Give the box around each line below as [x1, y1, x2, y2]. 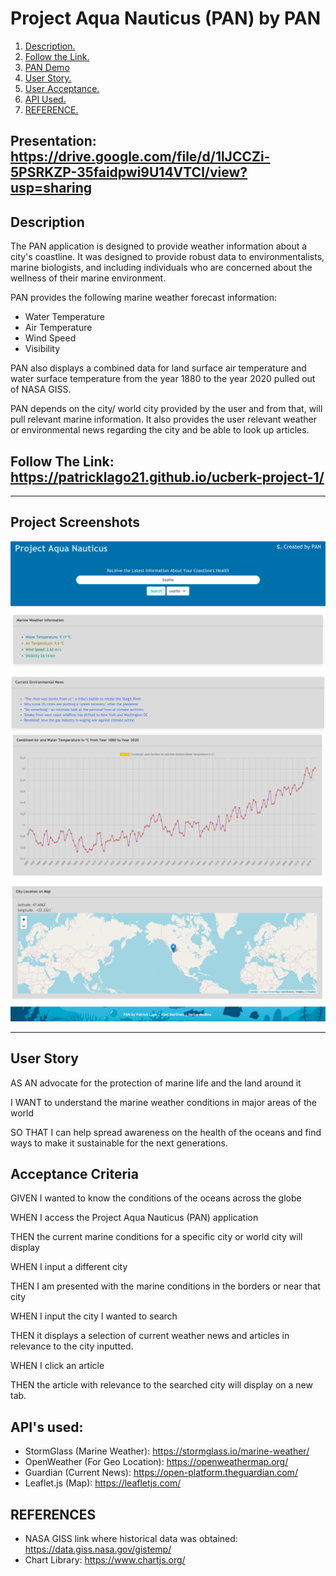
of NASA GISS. [10, 383, 72, 396]
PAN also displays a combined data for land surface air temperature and [10, 362, 307, 374]
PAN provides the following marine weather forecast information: [10, 292, 278, 304]
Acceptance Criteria [10, 1165, 139, 1182]
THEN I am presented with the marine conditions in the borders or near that [10, 1280, 321, 1292]
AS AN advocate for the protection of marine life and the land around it [10, 1077, 302, 1089]
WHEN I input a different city [10, 1261, 128, 1273]
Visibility [24, 343, 61, 355]
